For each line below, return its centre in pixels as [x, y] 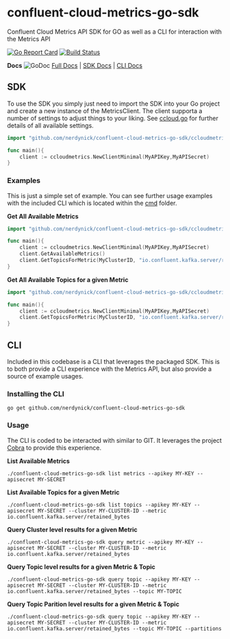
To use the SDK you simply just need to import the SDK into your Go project [114, 104]
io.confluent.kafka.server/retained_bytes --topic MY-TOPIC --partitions [115, 629]
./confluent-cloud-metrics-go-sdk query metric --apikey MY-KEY [101, 542]
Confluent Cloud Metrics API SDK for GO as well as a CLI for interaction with [115, 32]
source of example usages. [46, 376]
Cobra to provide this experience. [54, 448]
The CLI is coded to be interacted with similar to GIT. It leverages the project [115, 440]
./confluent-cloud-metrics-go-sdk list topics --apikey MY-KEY [99, 505]
